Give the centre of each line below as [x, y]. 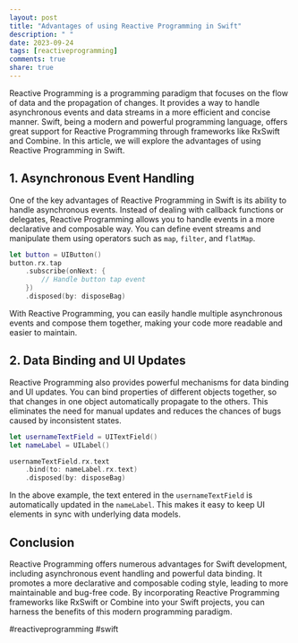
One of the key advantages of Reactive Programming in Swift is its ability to [148, 200]
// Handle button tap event [94, 280]
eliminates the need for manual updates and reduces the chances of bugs [145, 411]
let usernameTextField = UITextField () [84, 437]
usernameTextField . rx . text [60, 461]
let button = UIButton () [55, 255]
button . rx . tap [36, 263]
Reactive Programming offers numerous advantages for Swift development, [149, 564]
